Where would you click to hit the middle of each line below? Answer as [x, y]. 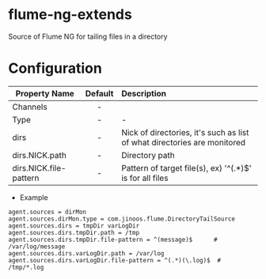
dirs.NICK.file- [39, 168]
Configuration [55, 68]
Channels [30, 107]
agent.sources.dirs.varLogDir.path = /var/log [86, 253]
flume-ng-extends [70, 15]
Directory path [148, 155]
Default [99, 93]
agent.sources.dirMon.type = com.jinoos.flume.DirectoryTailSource [122, 219]
